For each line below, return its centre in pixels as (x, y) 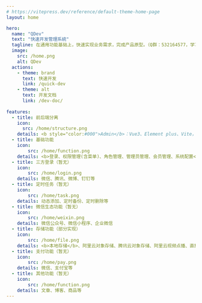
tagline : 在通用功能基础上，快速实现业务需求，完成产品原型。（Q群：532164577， (101, 45)
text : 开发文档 (39, 95)
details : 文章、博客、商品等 (50, 290)
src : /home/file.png (54, 240)
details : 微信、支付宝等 (45, 268)
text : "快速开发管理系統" (40, 40)
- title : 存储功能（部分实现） (46, 229)
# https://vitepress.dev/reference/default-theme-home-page (83, 12)
